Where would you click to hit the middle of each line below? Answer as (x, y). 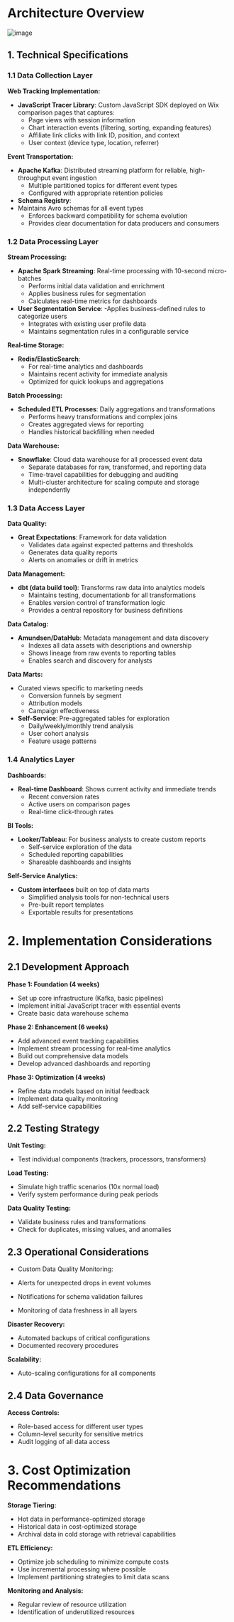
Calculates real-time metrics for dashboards (93, 301)
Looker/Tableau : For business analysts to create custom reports (112, 839)
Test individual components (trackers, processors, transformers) (112, 1159)
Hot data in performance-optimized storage (81, 1519)
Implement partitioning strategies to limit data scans (93, 1576)
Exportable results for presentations (80, 912)
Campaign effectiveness (64, 711)
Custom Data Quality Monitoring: (65, 1269)
